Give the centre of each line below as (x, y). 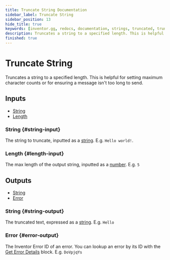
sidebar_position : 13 (28, 19)
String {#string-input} (33, 129)
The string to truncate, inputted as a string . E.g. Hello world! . (69, 140)
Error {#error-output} (32, 235)
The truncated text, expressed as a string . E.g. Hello (60, 222)
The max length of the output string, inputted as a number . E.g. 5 (73, 165)
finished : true (21, 39)
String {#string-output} (35, 211)
